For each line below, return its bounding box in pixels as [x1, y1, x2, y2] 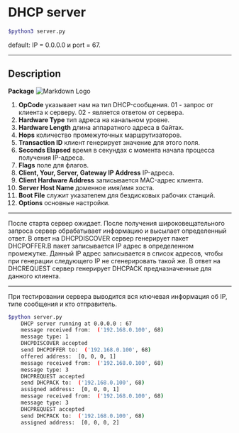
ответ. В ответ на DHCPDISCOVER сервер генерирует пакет [8, 234, 189, 242]
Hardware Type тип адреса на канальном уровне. [18, 115, 169, 124]
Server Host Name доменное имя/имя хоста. [18, 183, 155, 192]
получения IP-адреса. [18, 153, 85, 162]
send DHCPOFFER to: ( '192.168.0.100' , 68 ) [21, 346, 152, 353]
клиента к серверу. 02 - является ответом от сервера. [18, 108, 184, 116]
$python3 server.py [8, 28, 66, 35]
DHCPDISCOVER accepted [21, 340, 88, 347]
